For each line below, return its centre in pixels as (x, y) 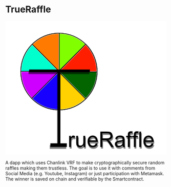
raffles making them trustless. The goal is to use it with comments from (80, 168)
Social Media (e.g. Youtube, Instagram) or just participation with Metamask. (85, 173)
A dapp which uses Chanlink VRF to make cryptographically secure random (85, 162)
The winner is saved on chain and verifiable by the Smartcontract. (75, 179)
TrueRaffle (28, 9)
